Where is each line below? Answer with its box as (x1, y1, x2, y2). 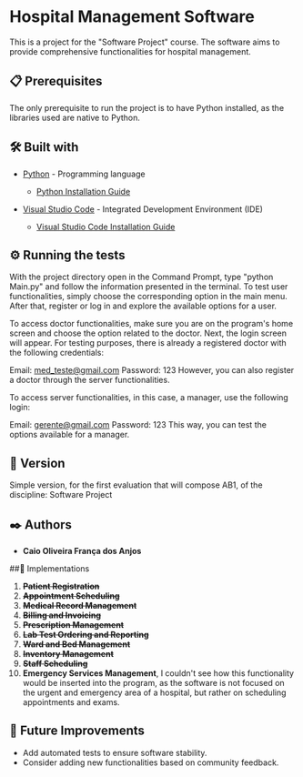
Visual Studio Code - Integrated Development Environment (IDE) (22, 203, 264, 215)
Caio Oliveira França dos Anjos (22, 546, 142, 556)
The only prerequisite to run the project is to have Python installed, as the (9, 102, 285, 113)
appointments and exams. (22, 697, 120, 707)
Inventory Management (22, 649, 114, 659)
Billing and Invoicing (22, 610, 102, 621)
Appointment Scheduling (22, 590, 120, 601)
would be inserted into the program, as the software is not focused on (22, 678, 285, 688)
